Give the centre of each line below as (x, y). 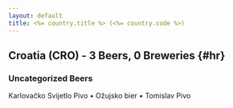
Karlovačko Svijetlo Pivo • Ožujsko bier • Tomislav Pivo (100, 96)
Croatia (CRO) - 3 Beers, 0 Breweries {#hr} (117, 56)
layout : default (35, 16)
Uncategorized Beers (51, 78)
